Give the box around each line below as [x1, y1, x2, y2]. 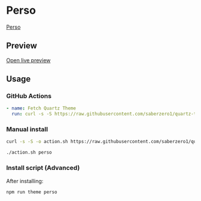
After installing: [6, 177, 44, 184]
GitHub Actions [6, 92, 52, 100]
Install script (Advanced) [6, 164, 80, 172]
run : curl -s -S [11, 111, 52, 117]
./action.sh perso [6, 150, 52, 156]
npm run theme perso [6, 189, 58, 195]
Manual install [6, 125, 48, 133]
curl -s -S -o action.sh [6, 139, 68, 145]
